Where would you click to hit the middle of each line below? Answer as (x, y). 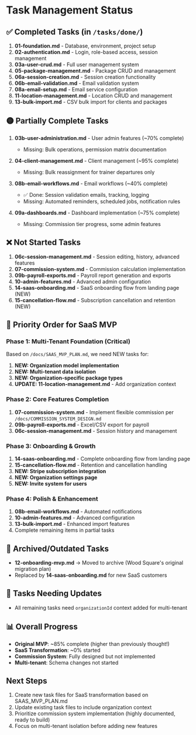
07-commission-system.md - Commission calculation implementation (100, 269)
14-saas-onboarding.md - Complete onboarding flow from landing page (102, 459)
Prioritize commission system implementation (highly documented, (95, 714)
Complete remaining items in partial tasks (64, 530)
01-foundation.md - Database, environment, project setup (85, 46)
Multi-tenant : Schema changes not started (66, 662)
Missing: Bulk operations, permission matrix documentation (95, 149)
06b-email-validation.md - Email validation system (77, 83)
